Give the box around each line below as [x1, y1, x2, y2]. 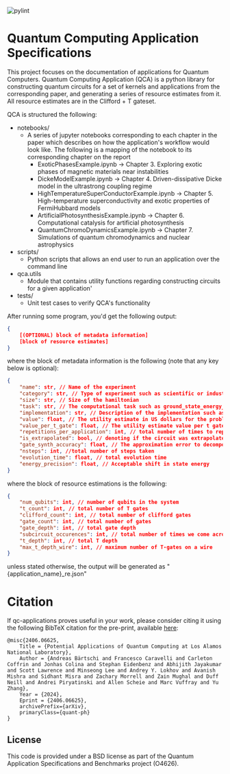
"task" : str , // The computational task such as [19, 402, 161, 410]
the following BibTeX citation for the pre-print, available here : [7, 624, 179, 632]
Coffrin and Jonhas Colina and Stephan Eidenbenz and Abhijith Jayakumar [7, 661, 222, 668]
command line [27, 262, 68, 271]
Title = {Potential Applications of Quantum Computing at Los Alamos [19, 643, 222, 650]
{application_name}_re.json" [7, 570, 87, 578]
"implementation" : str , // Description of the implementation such [19, 409, 216, 416]
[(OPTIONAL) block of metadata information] [19, 332, 149, 339]
